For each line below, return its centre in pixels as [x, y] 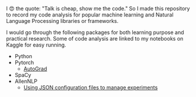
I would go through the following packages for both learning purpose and [95, 32]
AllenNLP [26, 81]
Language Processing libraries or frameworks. [63, 21]
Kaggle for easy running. [36, 45]
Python [23, 56]
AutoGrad [35, 69]
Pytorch [24, 62]
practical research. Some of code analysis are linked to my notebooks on [95, 39]
